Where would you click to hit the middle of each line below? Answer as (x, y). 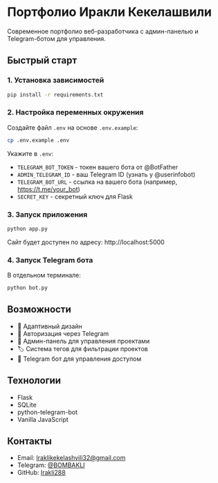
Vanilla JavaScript (43, 419)
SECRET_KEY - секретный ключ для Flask (75, 196)
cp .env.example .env (38, 140)
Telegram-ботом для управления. (56, 38)
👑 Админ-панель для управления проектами (83, 341)
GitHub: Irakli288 (41, 473)
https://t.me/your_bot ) (49, 189)
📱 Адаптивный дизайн (50, 326)
